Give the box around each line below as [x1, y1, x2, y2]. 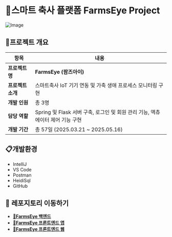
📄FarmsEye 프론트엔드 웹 [12, 226, 65, 232]
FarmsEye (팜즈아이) [35, 68, 84, 75]
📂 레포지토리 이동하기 [5, 199, 69, 207]
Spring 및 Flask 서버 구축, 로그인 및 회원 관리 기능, [35, 109, 149, 116]
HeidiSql [12, 177, 31, 183]
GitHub [12, 183, 28, 189]
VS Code [12, 166, 32, 173]
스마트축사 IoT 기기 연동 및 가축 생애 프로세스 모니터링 [35, 81, 158, 89]
